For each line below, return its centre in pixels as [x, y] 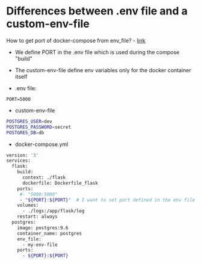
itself [21, 76]
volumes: [28, 206]
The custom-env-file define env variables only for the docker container [103, 70]
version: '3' [23, 155]
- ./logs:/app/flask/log [53, 211]
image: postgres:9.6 [43, 228]
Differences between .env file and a [97, 11]
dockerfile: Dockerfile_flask [60, 183]
